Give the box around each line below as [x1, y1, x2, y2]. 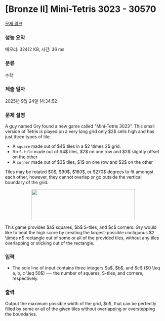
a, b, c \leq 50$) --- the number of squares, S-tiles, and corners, [12, 270, 144, 276]
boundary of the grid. [5, 180, 48, 186]
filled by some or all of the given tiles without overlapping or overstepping [5, 306, 155, 312]
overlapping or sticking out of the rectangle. [5, 240, 95, 246]
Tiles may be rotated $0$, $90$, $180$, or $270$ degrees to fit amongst [5, 169, 154, 175]
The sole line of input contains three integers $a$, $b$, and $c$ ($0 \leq [12, 265, 160, 271]
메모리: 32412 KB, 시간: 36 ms [5, 46, 65, 53]
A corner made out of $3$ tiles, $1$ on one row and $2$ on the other [12, 159, 153, 165]
